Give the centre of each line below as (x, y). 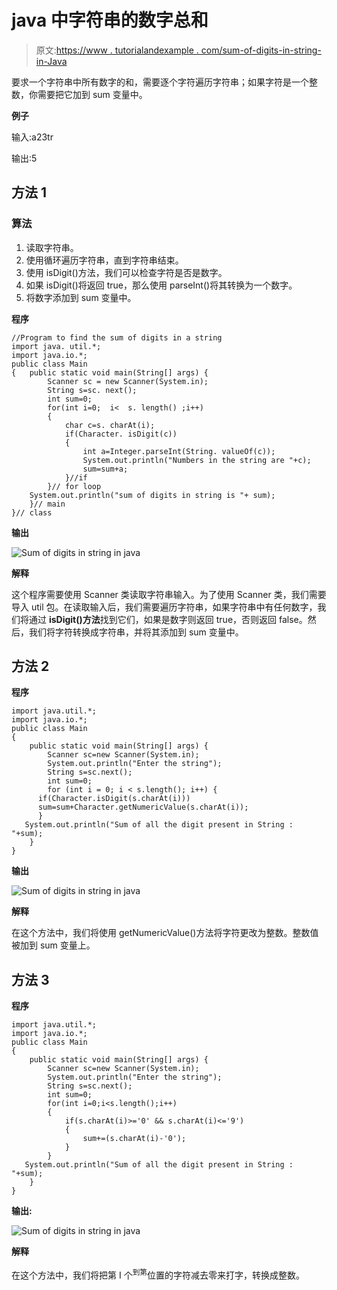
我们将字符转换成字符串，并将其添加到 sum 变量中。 (136, 632)
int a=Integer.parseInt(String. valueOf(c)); (179, 451)
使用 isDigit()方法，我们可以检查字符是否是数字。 (126, 272)
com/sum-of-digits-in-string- (261, 50)
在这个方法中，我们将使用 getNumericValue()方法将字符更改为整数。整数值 (165, 933)
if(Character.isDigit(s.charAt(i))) (114, 799)
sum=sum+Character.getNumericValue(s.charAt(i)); (143, 807)
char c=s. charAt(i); (110, 425)
